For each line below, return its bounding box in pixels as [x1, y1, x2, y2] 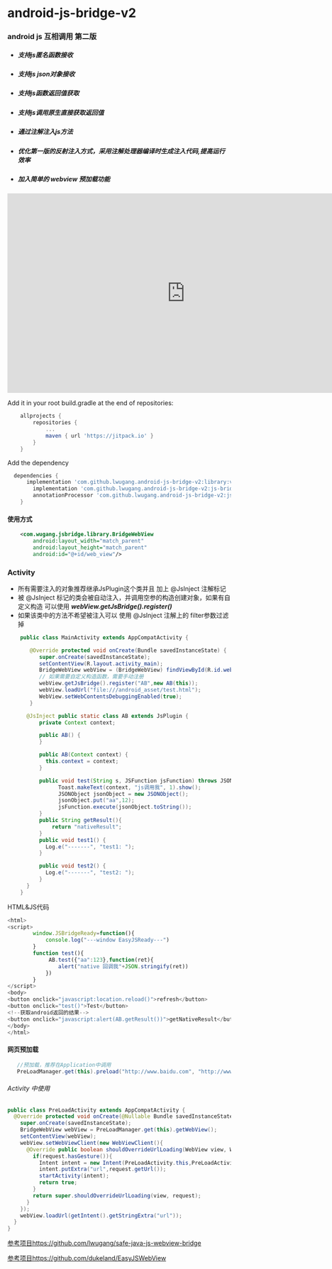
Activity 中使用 [7, 1084, 50, 1092]
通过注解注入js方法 [17, 128, 73, 136]
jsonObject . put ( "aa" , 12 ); [57, 797, 135, 804]
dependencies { [13, 472, 59, 480]
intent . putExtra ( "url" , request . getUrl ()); [38, 1165, 167, 1173]
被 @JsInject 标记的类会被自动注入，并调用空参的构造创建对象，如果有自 [17, 593, 231, 602]
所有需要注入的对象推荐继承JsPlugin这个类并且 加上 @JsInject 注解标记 [17, 584, 226, 593]
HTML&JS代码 [7, 902, 50, 911]
